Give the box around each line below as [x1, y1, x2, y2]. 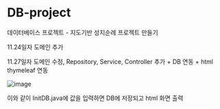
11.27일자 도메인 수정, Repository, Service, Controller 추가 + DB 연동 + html [7, 57, 214, 66]
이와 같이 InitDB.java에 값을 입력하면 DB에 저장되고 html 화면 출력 [7, 94, 184, 102]
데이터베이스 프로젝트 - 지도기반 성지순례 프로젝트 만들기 [7, 28, 159, 36]
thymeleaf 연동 [7, 66, 49, 74]
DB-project [7, 5, 71, 21]
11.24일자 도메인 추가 [7, 43, 64, 51]
